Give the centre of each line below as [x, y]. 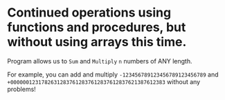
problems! [21, 89]
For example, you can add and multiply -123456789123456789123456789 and [113, 74]
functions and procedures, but [97, 27]
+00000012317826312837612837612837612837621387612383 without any [104, 81]
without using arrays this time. [97, 42]
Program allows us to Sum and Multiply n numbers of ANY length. [100, 61]
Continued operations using [89, 13]
